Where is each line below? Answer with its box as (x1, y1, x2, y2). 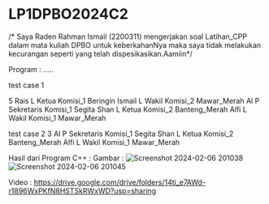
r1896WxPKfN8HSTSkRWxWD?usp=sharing (8, 185, 157, 195)
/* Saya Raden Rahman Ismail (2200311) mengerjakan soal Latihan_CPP (8, 32, 248, 41)
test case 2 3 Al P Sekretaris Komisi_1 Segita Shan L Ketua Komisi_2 (8, 129, 234, 138)
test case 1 (8, 80, 45, 90)
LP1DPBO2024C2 (8, 5, 128, 23)
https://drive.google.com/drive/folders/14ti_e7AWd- (33, 177, 206, 187)
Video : (8, 177, 33, 187)
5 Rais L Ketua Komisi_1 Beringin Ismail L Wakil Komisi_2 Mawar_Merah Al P (8, 96, 260, 105)
